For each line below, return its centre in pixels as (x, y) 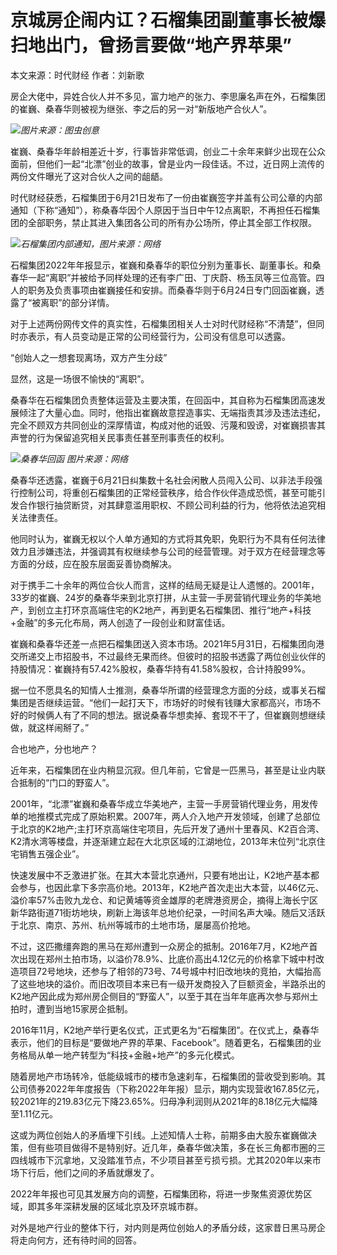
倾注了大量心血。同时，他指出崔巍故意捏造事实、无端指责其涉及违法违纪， (172, 412)
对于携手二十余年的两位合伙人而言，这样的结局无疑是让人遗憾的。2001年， (165, 585)
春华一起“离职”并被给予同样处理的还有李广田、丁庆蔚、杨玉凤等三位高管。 (163, 277)
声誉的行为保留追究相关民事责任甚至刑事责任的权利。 (120, 437)
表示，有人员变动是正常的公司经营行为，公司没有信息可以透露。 (159, 336)
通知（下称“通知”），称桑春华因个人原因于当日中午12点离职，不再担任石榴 (161, 210)
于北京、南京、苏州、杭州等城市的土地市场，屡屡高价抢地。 (133, 925)
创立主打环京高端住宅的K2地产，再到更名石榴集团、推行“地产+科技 (174, 610)
